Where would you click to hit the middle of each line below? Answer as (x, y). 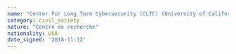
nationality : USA (33, 33)
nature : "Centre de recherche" (53, 27)
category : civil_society (44, 20)
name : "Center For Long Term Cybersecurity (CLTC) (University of (106, 14)
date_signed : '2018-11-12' (47, 40)
